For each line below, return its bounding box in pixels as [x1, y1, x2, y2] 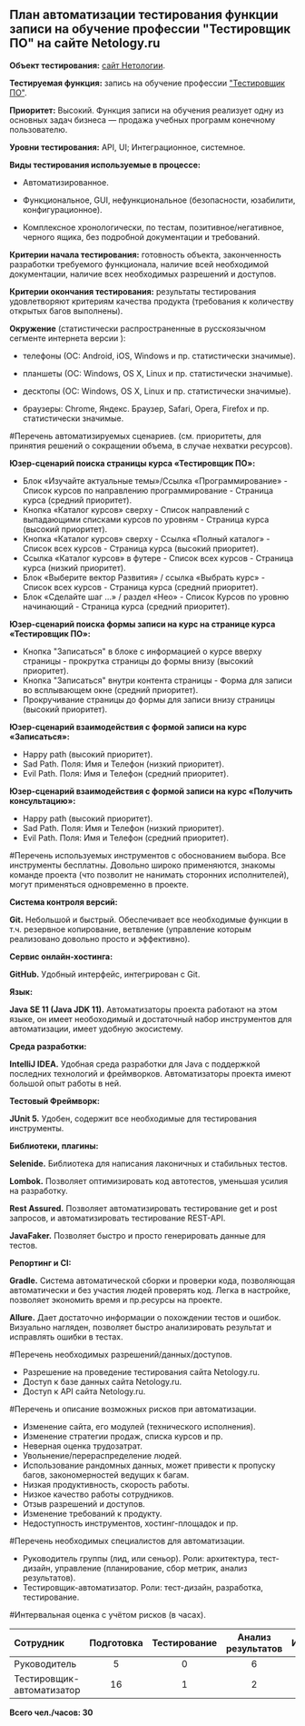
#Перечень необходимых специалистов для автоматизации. [9, 1535, 245, 1546]
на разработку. [9, 1185, 68, 1196]
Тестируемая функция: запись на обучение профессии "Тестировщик [9, 77, 286, 88]
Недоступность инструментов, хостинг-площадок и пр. [22, 1518, 239, 1529]
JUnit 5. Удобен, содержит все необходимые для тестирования [9, 1113, 257, 1124]
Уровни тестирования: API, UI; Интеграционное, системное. [9, 141, 246, 153]
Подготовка [89, 1636, 143, 1649]
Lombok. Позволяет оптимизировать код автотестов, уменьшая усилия [9, 1175, 289, 1186]
